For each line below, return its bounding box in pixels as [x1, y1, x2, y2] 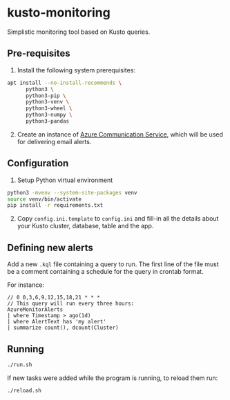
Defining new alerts [7, 241, 93, 253]
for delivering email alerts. [17, 137, 92, 146]
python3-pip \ [25, 92, 67, 99]
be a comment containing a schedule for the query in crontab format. [7, 268, 204, 276]
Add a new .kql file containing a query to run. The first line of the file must [7, 260, 219, 268]
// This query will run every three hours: [7, 300, 135, 308]
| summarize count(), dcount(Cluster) [7, 324, 119, 332]
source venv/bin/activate [7, 195, 82, 203]
